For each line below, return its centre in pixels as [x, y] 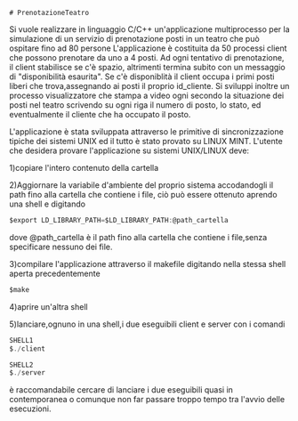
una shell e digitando [48, 204]
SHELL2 [21, 365]
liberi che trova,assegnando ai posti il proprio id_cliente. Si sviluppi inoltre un [149, 86]
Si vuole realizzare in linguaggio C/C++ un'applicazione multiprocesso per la [150, 29]
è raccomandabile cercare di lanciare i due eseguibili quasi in [121, 390]
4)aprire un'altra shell [48, 306]
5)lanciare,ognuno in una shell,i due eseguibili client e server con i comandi [147, 324]
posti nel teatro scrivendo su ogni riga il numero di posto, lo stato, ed [135, 105]
